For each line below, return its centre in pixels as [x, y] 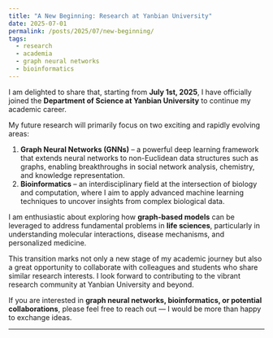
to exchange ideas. [40, 317]
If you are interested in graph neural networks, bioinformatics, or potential [135, 300]
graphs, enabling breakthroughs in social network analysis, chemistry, [137, 167]
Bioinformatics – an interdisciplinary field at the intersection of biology [139, 184]
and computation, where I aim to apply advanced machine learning [132, 193]
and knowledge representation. [72, 175]
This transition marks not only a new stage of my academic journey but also [135, 258]
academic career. [37, 109]
